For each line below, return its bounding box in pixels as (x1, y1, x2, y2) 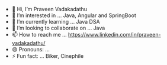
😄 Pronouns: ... (11, 46, 50, 53)
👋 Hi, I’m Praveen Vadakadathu (11, 6, 88, 12)
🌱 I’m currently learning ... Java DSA (11, 18, 100, 25)
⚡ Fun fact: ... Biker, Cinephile (11, 53, 84, 59)
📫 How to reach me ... (11, 31, 67, 38)
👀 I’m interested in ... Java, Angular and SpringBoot (11, 12, 136, 19)
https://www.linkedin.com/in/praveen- (68, 31, 161, 38)
